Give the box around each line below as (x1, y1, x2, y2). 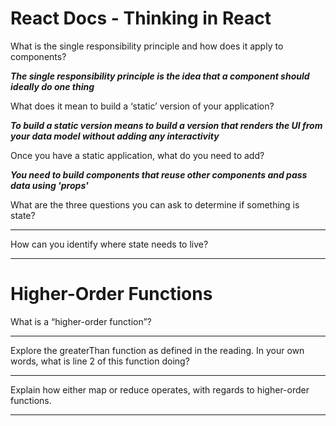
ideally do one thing (10, 80, 95, 92)
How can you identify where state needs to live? (10, 238, 209, 250)
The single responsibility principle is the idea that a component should (10, 70, 310, 82)
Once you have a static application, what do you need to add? (10, 149, 265, 161)
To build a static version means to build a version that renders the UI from (10, 119, 323, 131)
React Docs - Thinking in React (10, 7, 272, 30)
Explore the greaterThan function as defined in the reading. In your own (10, 344, 305, 356)
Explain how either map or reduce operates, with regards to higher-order (10, 383, 310, 396)
